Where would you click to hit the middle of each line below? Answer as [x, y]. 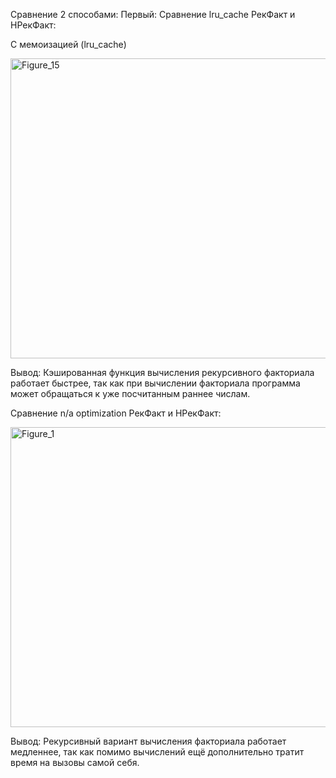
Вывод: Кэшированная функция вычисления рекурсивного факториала [162, 372]
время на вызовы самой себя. [75, 762]
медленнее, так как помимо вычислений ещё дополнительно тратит [157, 752]
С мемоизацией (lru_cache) [68, 44]
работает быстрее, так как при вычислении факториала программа [155, 383]
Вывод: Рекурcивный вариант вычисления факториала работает [148, 741]
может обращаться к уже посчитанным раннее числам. [130, 393]
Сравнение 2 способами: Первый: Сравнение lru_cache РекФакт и [153, 14]
